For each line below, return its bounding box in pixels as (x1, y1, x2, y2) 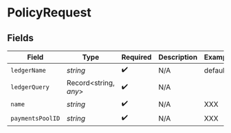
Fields (7, 32, 34, 44)
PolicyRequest (7, 5, 91, 21)
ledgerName (10, 66, 46, 74)
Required (121, 53, 152, 62)
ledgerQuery (10, 84, 50, 90)
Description (157, 53, 198, 62)
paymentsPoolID (10, 114, 60, 122)
